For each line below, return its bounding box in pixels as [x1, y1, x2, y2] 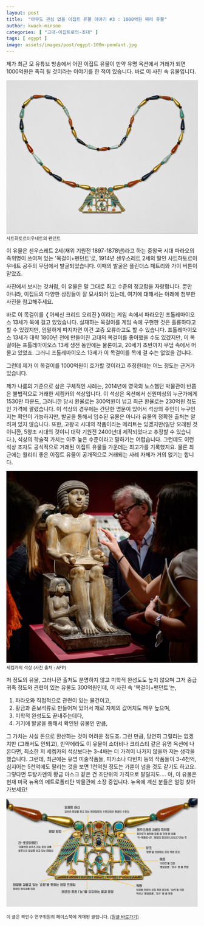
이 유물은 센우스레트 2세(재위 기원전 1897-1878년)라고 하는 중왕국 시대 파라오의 [6, 247, 195, 254]
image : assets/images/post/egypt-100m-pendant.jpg [6, 42, 137, 48]
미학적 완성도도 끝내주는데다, [15, 712, 84, 720]
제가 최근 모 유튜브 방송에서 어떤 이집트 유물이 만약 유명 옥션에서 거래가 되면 [6, 60, 186, 67]
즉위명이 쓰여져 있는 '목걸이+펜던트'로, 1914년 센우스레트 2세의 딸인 [6, 254, 167, 262]
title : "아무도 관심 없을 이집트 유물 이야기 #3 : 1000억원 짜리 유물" [6, 16, 168, 23]
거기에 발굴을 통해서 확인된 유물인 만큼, [15, 720, 108, 727]
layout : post [6, 10, 39, 16]
